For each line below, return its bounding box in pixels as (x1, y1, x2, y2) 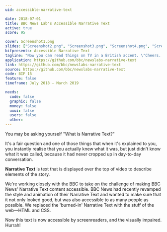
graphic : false (9, 99, 41, 104)
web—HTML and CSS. (5, 207, 51, 213)
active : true (5, 25, 32, 30)
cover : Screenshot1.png (5, 39, 55, 44)
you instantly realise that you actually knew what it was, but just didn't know (5, 146, 161, 152)
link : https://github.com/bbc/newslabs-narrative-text (5, 62, 121, 67)
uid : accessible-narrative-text (5, 7, 72, 12)
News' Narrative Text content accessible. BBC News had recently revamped (5, 186, 161, 192)
